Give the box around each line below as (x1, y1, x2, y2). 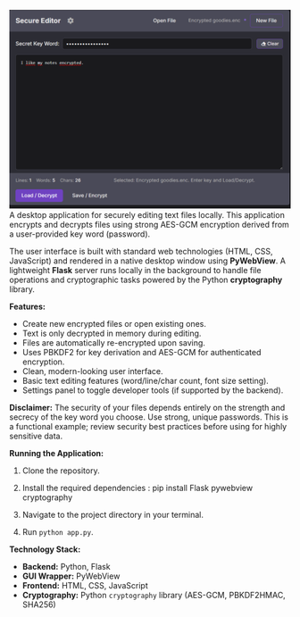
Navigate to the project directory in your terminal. (21, 510, 204, 521)
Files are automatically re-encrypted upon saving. (21, 338, 205, 348)
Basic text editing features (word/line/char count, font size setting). (21, 376, 270, 387)
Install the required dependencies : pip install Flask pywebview (21, 483, 253, 494)
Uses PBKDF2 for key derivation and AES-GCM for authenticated (21, 347, 262, 358)
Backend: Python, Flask (21, 562, 111, 572)
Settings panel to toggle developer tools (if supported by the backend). (21, 385, 284, 396)
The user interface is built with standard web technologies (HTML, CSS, (9, 246, 273, 257)
